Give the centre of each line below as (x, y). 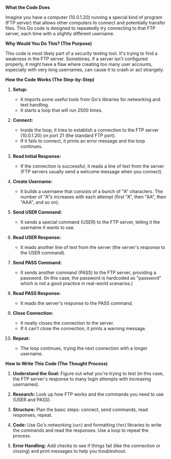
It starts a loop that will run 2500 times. (62, 110)
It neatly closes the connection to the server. (67, 323)
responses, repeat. (32, 415)
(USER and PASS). (32, 400)
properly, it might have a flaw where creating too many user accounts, (79, 64)
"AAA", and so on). (40, 202)
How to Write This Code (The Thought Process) (57, 363)
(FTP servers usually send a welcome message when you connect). (92, 171)
